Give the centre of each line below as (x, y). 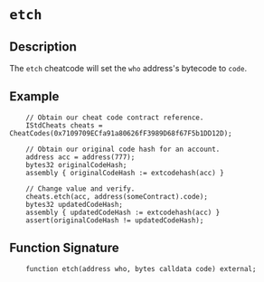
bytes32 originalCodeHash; (76, 164)
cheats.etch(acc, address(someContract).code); (117, 196)
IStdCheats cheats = (64, 125)
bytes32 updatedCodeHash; (75, 204)
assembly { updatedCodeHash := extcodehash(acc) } (123, 212)
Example (34, 97)
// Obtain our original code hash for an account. (123, 149)
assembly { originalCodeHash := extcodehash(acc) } (125, 173)
